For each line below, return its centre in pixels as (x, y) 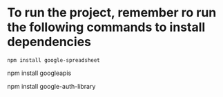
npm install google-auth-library (51, 86)
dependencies (49, 42)
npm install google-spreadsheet (54, 60)
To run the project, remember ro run (112, 13)
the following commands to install (106, 27)
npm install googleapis (39, 73)
